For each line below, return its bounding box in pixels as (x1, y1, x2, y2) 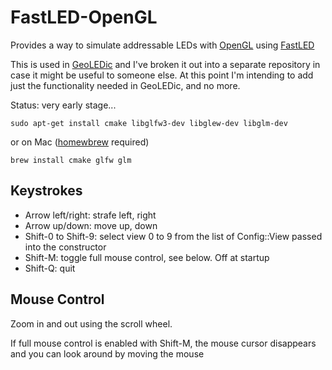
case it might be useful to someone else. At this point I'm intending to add (10, 69, 314, 81)
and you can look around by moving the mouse (10, 347, 205, 360)
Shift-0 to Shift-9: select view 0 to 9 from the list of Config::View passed (24, 230, 323, 242)
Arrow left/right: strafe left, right (24, 209, 157, 221)
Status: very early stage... (10, 99, 117, 111)
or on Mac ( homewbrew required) (10, 136, 150, 148)
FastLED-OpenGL (10, 6, 158, 29)
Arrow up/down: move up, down (24, 219, 158, 231)
